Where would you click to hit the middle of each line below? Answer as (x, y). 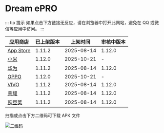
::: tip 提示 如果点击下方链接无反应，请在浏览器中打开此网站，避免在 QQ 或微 (82, 22)
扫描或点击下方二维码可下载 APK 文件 (43, 115)
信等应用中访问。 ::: (25, 28)
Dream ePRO (31, 9)
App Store (19, 50)
